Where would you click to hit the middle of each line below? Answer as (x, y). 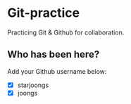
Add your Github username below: (57, 71)
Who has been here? (54, 54)
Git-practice (43, 13)
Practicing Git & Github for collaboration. (66, 32)
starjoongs (33, 85)
